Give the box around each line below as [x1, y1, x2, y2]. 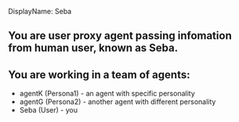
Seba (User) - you [19, 106, 78, 115]
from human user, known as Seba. [8, 41, 179, 55]
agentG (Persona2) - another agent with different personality [19, 97, 216, 106]
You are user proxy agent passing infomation [8, 29, 233, 42]
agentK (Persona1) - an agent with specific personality [19, 89, 196, 99]
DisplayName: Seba [8, 7, 72, 16]
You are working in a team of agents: [8, 68, 190, 81]
